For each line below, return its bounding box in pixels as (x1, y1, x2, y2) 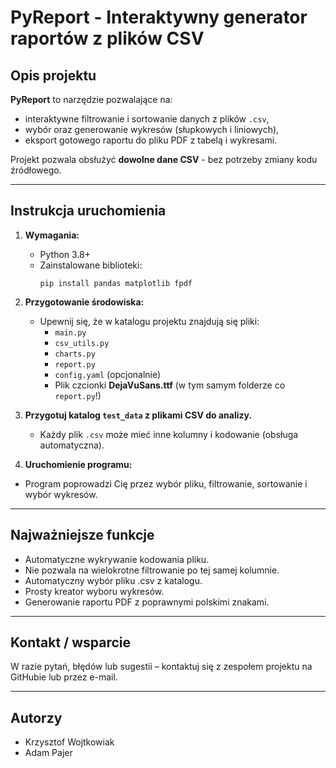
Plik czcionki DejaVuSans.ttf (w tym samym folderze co (54, 379, 286, 391)
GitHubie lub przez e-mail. (10, 671, 118, 683)
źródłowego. (10, 164, 62, 176)
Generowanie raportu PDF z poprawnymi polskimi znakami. (24, 596, 270, 608)
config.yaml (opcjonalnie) (54, 368, 162, 380)
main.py (54, 327, 87, 338)
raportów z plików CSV (10, 27, 205, 50)
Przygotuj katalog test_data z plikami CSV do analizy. (24, 409, 253, 421)
